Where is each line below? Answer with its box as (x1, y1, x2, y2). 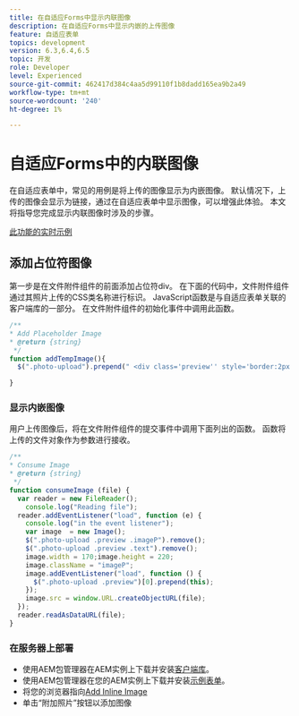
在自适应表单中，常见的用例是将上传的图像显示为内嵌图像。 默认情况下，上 (9, 185, 286, 196)
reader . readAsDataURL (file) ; (17, 610, 126, 620)
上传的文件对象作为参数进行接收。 (9, 435, 135, 446)
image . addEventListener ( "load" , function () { (25, 569, 202, 578)
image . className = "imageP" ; (25, 560, 134, 569)
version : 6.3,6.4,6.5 (9, 47, 90, 55)
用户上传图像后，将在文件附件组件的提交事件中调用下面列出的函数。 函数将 (9, 423, 286, 434)
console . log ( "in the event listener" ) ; (25, 519, 175, 528)
